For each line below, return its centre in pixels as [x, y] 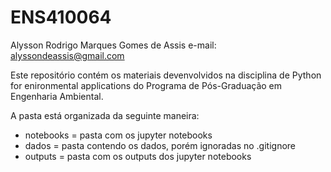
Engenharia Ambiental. [57, 96]
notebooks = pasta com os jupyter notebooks [118, 135]
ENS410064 [61, 17]
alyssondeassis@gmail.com [67, 55]
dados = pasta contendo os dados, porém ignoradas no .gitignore [160, 145]
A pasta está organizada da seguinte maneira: [105, 115]
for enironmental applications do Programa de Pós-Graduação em [146, 85]
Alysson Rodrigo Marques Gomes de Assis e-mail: [113, 45]
